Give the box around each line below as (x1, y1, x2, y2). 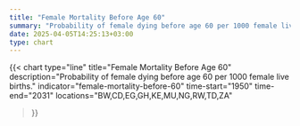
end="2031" (9, 91, 54, 101)
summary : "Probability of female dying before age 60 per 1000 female (9, 21, 278, 30)
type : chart (9, 37, 54, 47)
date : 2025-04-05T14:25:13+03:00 (9, 29, 134, 38)
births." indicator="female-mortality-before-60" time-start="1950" (9, 81, 253, 91)
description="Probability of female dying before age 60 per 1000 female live (9, 72, 290, 83)
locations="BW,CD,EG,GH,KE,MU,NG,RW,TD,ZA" (54, 91, 233, 101)
